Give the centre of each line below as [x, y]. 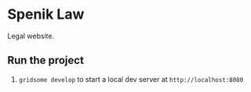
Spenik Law [46, 14]
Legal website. [31, 36]
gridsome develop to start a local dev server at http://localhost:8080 [131, 79]
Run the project [45, 60]
